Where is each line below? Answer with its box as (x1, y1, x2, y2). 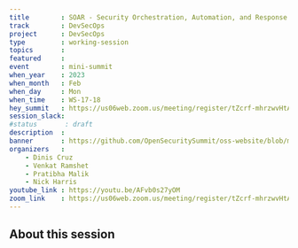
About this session (9, 227, 115, 242)
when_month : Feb (9, 79, 82, 88)
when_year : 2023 (9, 71, 86, 80)
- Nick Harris (25, 178, 77, 187)
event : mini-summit (9, 63, 114, 72)
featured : (9, 54, 66, 63)
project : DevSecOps (9, 29, 105, 38)
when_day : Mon (9, 87, 82, 96)
